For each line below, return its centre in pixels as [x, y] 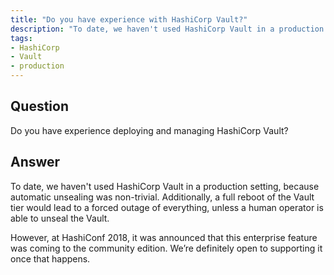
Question [39, 106]
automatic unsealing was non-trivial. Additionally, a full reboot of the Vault [162, 197]
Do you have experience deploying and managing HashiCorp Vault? [149, 130]
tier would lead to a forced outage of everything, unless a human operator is [167, 207]
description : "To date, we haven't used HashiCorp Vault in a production [167, 29]
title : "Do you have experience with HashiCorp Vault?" [129, 19]
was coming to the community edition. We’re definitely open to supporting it [166, 248]
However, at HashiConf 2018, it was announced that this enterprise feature [164, 237]
